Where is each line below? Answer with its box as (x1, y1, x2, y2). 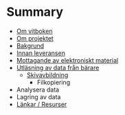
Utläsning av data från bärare (16, 63, 100, 72)
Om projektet (16, 34, 54, 42)
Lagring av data (16, 92, 61, 101)
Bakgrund (16, 41, 45, 50)
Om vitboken (16, 27, 53, 35)
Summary (6, 4, 63, 20)
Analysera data (16, 85, 60, 94)
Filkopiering (36, 78, 70, 86)
